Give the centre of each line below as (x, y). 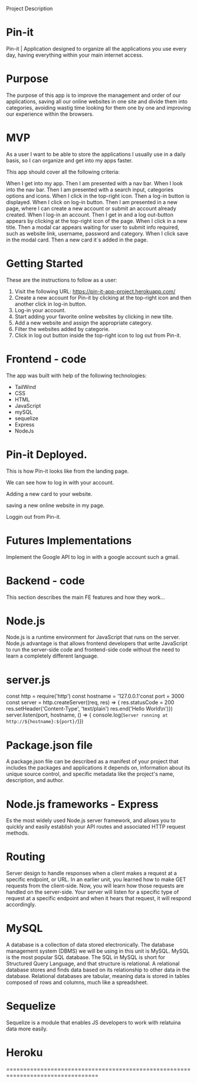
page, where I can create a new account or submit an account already (91, 208)
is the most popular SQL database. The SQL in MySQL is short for (86, 957)
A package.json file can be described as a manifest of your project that (92, 761)
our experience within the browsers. (50, 114)
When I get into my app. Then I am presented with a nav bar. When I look (94, 183)
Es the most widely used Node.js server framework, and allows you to (91, 820)
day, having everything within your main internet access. (75, 55)
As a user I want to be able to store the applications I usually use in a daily (96, 154)
